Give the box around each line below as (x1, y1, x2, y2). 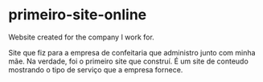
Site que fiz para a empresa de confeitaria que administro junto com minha (8, 47, 256, 57)
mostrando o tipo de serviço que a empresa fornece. (8, 64, 183, 74)
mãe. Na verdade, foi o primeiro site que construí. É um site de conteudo (8, 56, 249, 66)
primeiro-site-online (8, 6, 147, 24)
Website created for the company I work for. (8, 32, 154, 42)
